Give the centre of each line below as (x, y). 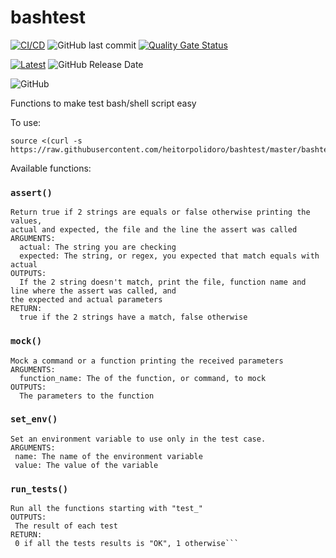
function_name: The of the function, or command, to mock (143, 378)
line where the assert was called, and (93, 291)
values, (26, 221)
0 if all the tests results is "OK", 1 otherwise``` (127, 544)
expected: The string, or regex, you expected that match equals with (169, 256)
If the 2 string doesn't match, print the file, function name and (163, 282)
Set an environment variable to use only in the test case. (138, 439)
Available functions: (51, 168)
